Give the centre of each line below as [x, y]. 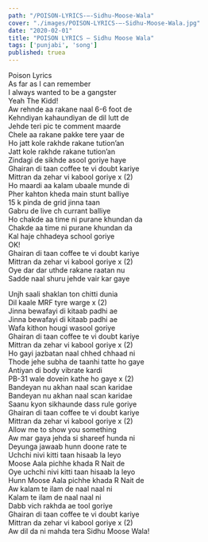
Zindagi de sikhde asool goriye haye [67, 160]
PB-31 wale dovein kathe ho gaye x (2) [71, 379]
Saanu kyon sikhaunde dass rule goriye [73, 404]
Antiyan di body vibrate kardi [56, 370]
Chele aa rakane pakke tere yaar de [66, 135]
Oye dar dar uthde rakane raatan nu [67, 270]
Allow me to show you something [62, 430]
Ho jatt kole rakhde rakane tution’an [66, 143]
